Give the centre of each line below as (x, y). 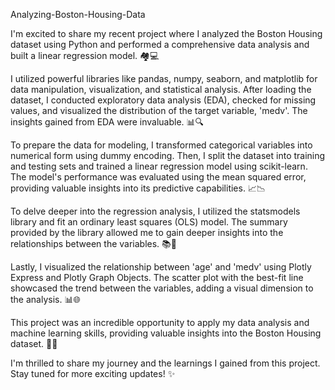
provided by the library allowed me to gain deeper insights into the (147, 232)
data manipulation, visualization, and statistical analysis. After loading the (161, 89)
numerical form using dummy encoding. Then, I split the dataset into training (168, 155)
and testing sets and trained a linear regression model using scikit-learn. (159, 166)
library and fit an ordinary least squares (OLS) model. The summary (149, 222)
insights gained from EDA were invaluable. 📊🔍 (107, 122)
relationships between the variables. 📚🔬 (93, 243)
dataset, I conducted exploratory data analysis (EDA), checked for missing (163, 100)
